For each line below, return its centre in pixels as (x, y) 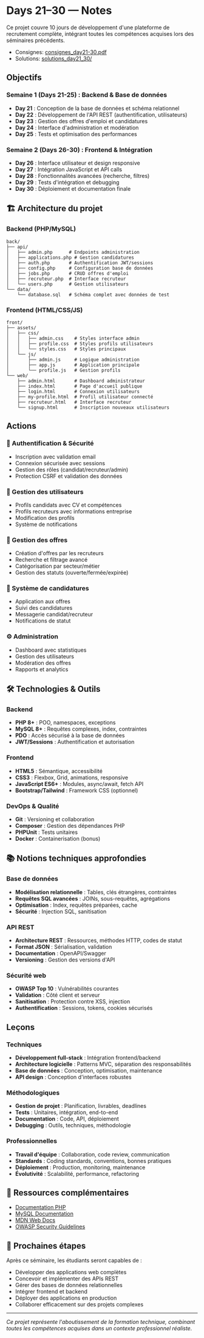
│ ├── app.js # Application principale (73, 365)
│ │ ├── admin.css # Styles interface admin (73, 338)
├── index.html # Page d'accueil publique (80, 386)
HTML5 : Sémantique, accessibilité (59, 771)
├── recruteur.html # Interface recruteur (74, 402)
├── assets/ (21, 328)
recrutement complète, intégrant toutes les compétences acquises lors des (100, 33)
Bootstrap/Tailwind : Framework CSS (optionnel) (76, 790)
